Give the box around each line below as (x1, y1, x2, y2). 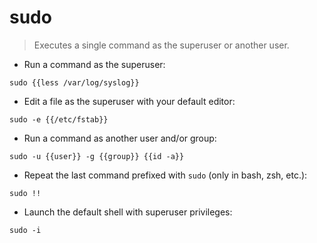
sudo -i (9, 225, 42, 235)
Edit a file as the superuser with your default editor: (23, 95, 236, 107)
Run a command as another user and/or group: (23, 132, 217, 144)
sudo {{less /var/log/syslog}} (9, 77, 140, 88)
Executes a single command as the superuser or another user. (33, 39, 290, 51)
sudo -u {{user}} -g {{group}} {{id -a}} (9, 151, 185, 161)
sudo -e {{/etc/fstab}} (9, 114, 109, 125)
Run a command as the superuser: (23, 58, 166, 70)
